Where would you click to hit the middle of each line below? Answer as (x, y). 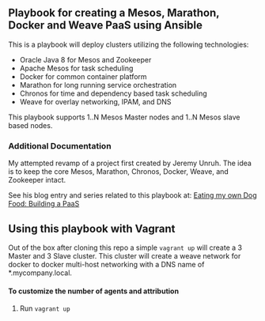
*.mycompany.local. (40, 273)
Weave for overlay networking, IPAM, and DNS (95, 101)
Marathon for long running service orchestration (98, 85)
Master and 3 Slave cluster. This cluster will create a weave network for (125, 255)
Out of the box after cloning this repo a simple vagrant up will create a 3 (125, 247)
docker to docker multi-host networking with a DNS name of (106, 264)
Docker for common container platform (83, 76)
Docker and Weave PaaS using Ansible (106, 26)
